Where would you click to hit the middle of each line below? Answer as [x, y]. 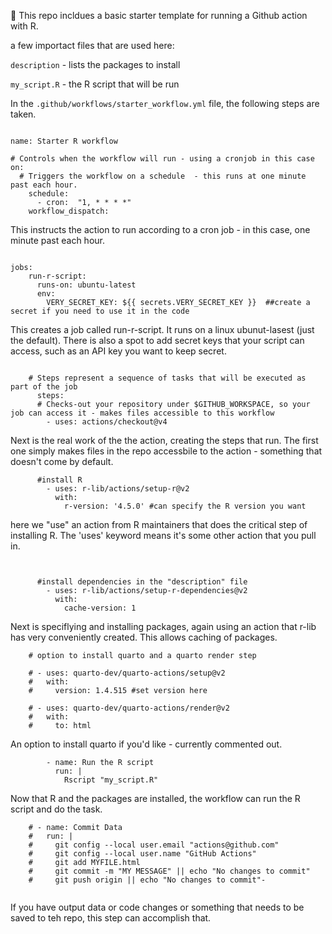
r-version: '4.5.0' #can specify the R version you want [185, 506]
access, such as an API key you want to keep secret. [118, 351]
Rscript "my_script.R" [111, 780]
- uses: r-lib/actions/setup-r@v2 [118, 489]
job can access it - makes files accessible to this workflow [142, 413]
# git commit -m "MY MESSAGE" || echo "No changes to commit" [169, 871]
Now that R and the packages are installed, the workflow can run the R [155, 798]
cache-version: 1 [100, 608]
